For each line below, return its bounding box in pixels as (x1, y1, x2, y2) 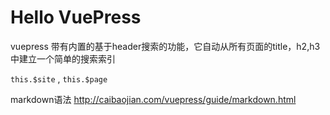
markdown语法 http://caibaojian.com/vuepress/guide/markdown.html (10, 93, 297, 105)
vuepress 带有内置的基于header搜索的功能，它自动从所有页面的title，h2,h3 (10, 40, 321, 52)
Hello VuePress (10, 6, 142, 29)
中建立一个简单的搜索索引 (10, 52, 116, 65)
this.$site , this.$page (10, 72, 108, 85)
